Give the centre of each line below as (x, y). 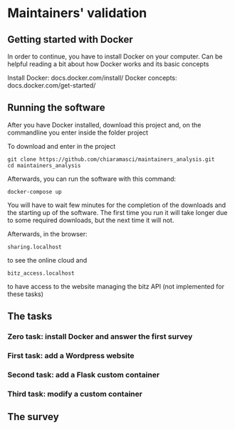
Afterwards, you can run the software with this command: (92, 179)
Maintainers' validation (77, 13)
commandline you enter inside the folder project (78, 132)
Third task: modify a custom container (75, 394)
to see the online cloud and (47, 260)
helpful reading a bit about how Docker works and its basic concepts (108, 64)
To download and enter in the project (62, 146)
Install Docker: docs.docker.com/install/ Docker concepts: (92, 78)
